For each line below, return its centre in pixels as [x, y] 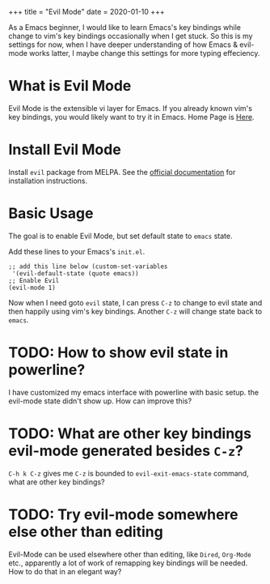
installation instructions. [48, 181]
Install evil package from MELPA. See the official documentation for [122, 172]
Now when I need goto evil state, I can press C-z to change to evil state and [135, 302]
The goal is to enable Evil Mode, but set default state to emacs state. [120, 236]
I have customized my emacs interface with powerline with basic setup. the [134, 392]
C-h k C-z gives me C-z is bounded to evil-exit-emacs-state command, [129, 473]
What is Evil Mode [70, 86]
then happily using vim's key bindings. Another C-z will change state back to [135, 311]
